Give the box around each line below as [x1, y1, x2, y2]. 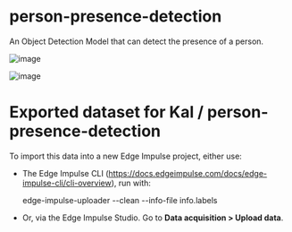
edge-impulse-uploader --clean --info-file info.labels [21, 194, 218, 205]
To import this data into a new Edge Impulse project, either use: [9, 150, 243, 161]
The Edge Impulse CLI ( [21, 168, 109, 178]
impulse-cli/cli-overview [21, 177, 112, 188]
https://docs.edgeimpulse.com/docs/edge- [108, 168, 268, 178]
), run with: [111, 177, 152, 188]
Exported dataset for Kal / [9, 102, 204, 123]
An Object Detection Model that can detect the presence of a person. [9, 36, 264, 47]
